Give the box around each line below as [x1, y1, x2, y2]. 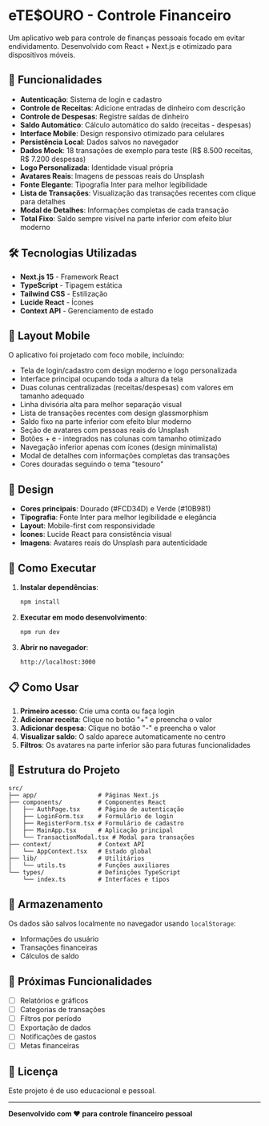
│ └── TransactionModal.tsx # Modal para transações [8, 833, 195, 841]
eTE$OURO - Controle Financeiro [8, 6, 232, 25]
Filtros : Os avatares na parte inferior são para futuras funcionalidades [19, 740, 251, 749]
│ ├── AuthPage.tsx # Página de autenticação [8, 805, 184, 813]
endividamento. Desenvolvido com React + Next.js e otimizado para [8, 41, 232, 50]
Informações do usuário [19, 934, 99, 944]
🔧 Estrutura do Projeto [8, 763, 120, 777]
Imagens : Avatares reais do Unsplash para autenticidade [19, 538, 208, 547]
